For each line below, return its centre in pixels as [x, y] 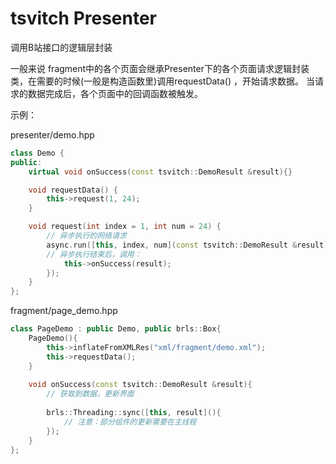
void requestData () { [73, 190]
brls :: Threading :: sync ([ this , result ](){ [134, 413]
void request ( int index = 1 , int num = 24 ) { [125, 227]
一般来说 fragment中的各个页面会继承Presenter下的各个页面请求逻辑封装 [160, 68]
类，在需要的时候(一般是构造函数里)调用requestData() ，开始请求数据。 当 [162, 81]
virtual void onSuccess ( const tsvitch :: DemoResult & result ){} [160, 172]
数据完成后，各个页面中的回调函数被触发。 [115, 93]
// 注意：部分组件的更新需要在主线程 [130, 422]
